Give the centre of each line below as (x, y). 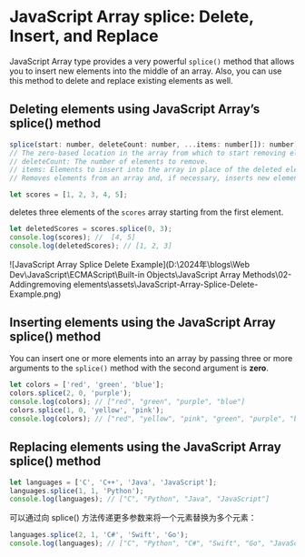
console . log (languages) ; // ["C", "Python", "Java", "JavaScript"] (140, 499)
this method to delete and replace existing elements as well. (121, 80)
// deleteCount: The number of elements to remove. (109, 161)
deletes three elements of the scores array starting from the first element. (147, 212)
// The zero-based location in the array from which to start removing (148, 153)
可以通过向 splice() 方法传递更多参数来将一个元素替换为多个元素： (133, 518)
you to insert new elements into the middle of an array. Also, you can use (146, 71)
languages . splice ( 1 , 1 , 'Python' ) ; (77, 491)
